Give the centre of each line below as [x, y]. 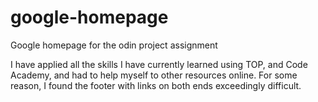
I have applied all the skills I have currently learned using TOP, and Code [159, 64]
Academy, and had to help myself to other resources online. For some [154, 75]
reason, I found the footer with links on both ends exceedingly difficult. [156, 85]
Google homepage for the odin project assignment [114, 45]
